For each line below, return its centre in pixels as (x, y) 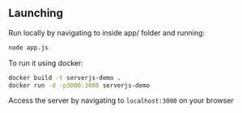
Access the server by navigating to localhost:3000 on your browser (121, 101)
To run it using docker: (46, 63)
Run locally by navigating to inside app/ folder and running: (106, 32)
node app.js (28, 48)
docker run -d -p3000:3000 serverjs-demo (79, 85)
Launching (36, 13)
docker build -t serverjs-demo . (65, 77)
